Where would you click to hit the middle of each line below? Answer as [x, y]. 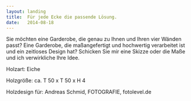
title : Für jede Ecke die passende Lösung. [62, 17]
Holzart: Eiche [23, 69]
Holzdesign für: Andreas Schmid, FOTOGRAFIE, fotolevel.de [79, 92]
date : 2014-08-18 [30, 22]
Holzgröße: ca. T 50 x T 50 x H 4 [46, 80]
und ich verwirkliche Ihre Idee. [43, 58]
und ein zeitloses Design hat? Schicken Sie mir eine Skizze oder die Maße [96, 52]
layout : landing [26, 11]
